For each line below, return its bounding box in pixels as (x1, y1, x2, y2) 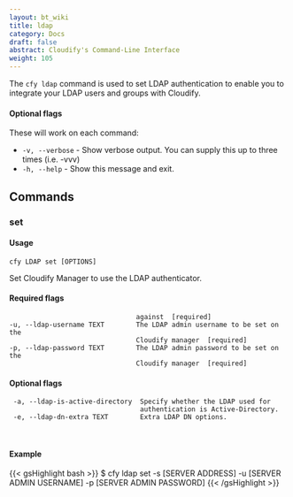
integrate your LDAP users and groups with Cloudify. (9, 88, 201, 98)
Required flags (9, 293, 65, 303)
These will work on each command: (9, 127, 139, 138)
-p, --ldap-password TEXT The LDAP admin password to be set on (9, 343, 279, 352)
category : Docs (9, 29, 66, 38)
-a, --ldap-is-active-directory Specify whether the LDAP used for (12, 397, 272, 407)
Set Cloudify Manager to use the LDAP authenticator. (9, 272, 202, 283)
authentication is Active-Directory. (140, 405, 279, 414)
